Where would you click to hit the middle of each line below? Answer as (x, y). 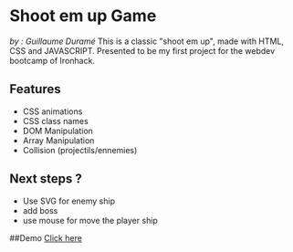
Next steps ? (46, 179)
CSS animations (52, 111)
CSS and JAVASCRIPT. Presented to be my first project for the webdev (142, 50)
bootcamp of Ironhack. (52, 60)
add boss (40, 210)
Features (35, 89)
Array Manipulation (58, 140)
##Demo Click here (46, 237)
